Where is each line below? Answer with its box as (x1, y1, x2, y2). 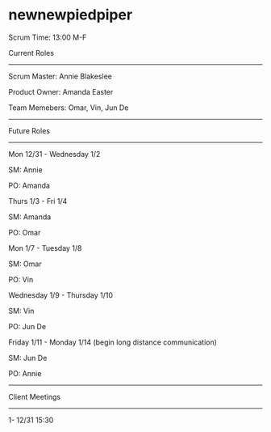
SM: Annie (8, 164, 43, 175)
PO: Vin (8, 274, 34, 284)
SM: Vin (8, 306, 35, 316)
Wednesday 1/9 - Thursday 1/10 (8, 290, 113, 300)
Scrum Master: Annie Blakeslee (8, 71, 113, 81)
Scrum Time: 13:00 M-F (8, 32, 87, 42)
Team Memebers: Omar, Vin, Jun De (8, 103, 129, 112)
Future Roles (8, 125, 51, 135)
